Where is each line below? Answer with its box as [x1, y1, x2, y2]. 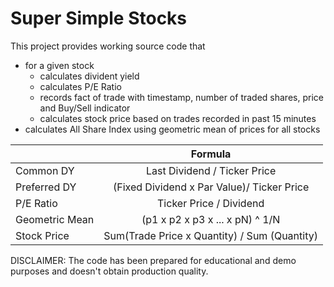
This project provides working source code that [10, 40, 206, 52]
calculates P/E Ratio [39, 80, 122, 92]
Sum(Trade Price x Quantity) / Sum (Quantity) [103, 228, 318, 242]
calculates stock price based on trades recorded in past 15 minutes [39, 112, 317, 124]
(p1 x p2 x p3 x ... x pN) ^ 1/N [141, 212, 281, 226]
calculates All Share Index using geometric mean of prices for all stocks [24, 123, 321, 135]
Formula [190, 147, 232, 161]
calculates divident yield [39, 70, 140, 82]
